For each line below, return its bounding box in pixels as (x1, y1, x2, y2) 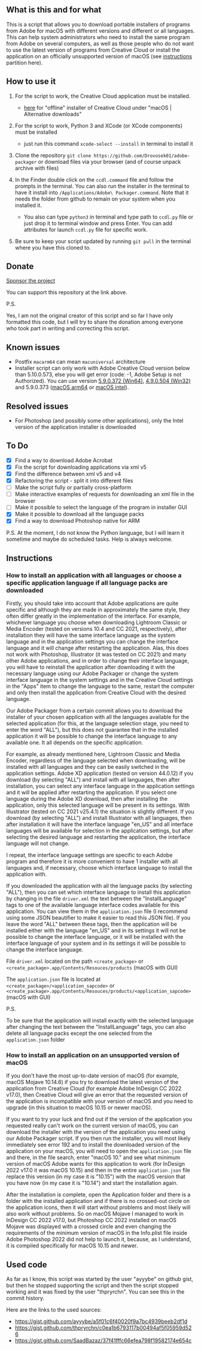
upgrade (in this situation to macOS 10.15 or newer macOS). (6, 1104, 153, 1111)
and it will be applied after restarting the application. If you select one (6, 789, 177, 796)
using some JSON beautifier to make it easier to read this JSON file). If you (6, 914, 191, 921)
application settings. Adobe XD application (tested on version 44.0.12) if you (6, 770, 193, 777)
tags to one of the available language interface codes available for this (6, 902, 179, 909)
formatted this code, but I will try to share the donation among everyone (6, 318, 184, 326)
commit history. (6, 1295, 45, 1302)
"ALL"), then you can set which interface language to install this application (6, 888, 191, 896)
